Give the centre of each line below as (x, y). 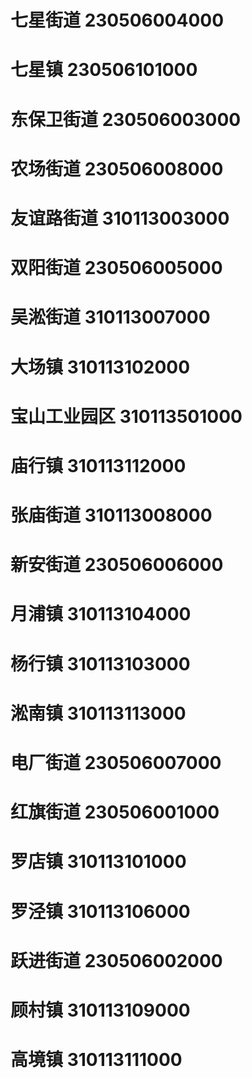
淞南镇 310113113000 (98, 713)
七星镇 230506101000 (104, 70)
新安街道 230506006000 (117, 565)
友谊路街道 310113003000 (120, 218)
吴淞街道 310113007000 (110, 317)
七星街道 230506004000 (117, 20)
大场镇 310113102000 (100, 367)
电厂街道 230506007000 (116, 763)
